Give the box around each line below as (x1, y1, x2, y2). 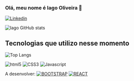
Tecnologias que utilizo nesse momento (5, 39, 130, 47)
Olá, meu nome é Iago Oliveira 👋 (5, 4, 82, 11)
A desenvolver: (5, 71, 36, 77)
